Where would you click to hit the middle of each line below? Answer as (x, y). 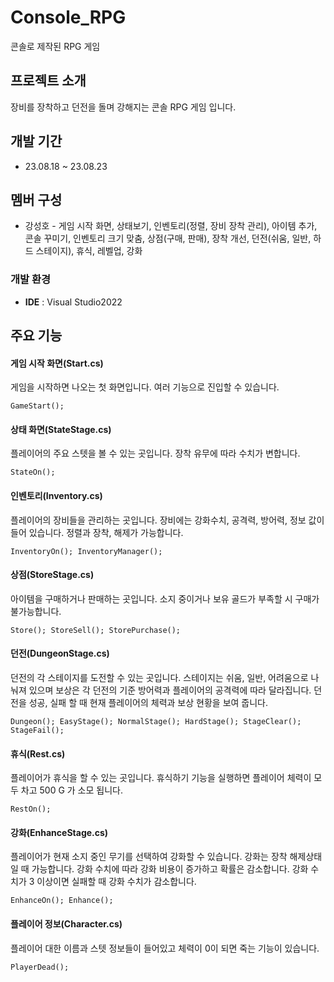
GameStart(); (37, 406)
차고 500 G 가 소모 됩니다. (71, 790)
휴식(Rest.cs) (38, 753)
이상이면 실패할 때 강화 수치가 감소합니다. (116, 882)
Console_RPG (68, 17)
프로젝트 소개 (48, 81)
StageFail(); (37, 731)
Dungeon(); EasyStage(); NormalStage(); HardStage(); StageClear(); (156, 722)
